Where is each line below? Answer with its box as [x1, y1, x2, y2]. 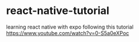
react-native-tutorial [6, 4, 109, 17]
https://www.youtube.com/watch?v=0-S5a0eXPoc [6, 29, 130, 36]
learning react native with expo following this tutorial [6, 23, 134, 30]
